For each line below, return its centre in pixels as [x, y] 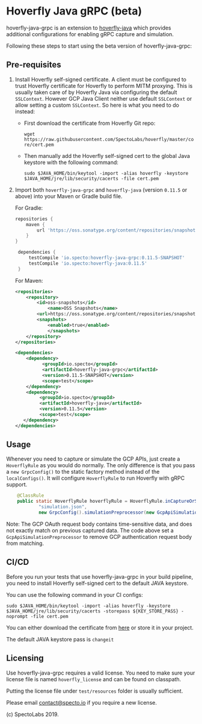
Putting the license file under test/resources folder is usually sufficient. [95, 691]
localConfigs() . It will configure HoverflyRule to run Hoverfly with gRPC [96, 478]
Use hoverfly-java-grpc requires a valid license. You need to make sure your [101, 673]
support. [17, 485]
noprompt [17, 616]
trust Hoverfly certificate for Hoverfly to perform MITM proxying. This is [104, 86]
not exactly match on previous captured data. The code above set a [90, 530]
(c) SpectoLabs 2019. [32, 714]
